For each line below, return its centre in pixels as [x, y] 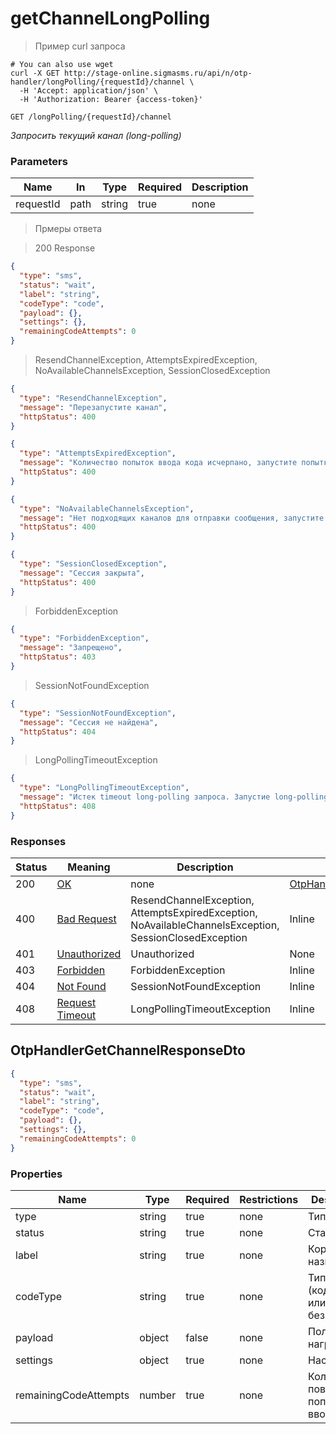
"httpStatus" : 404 [58, 732]
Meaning [89, 867]
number [158, 1395]
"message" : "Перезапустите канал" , [93, 407]
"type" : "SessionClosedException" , [93, 564]
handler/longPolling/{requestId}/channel [98, 82]
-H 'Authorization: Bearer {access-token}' [111, 99]
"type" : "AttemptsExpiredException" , [98, 453]
